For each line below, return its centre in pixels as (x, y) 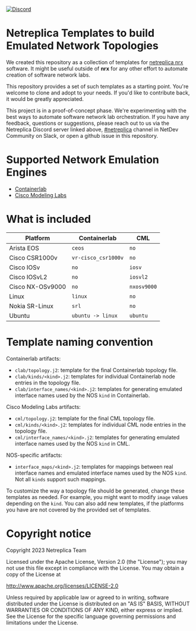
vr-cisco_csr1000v (97, 258)
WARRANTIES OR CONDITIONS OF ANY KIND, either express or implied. (94, 610)
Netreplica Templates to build (80, 33)
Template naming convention (80, 342)
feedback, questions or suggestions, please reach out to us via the (88, 123)
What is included (49, 219)
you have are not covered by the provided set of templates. (79, 509)
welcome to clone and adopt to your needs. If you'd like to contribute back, (98, 93)
